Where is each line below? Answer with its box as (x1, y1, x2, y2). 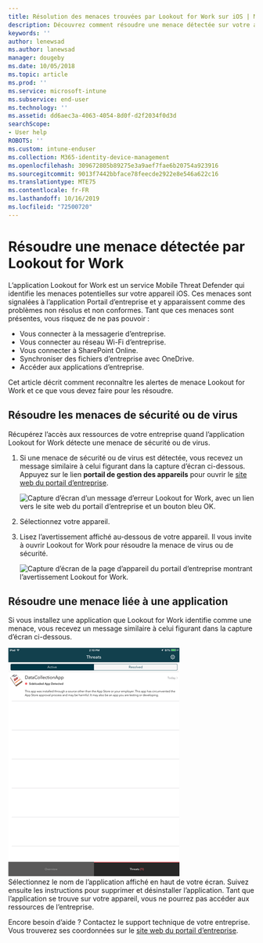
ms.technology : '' (8, 104, 68, 111)
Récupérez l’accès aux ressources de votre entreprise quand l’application (8, 429, 245, 439)
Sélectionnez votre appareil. (19, 516, 110, 526)
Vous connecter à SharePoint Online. (19, 345, 139, 355)
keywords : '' (8, 29, 51, 37)
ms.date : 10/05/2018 (8, 63, 76, 71)
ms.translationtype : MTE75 (8, 178, 96, 186)
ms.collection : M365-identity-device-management (8, 153, 170, 161)
